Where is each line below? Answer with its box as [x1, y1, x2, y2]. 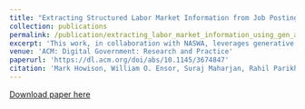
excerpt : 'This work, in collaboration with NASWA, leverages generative [9, 38, 295, 48]
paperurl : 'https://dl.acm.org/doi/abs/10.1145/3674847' [9, 55, 230, 64]
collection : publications [9, 22, 107, 31]
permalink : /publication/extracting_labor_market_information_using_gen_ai [9, 30, 302, 39]
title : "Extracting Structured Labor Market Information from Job [9, 13, 266, 23]
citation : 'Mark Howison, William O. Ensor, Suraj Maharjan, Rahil [9, 64, 271, 74]
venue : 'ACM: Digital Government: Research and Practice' [9, 47, 233, 56]
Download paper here [9, 88, 91, 100]
